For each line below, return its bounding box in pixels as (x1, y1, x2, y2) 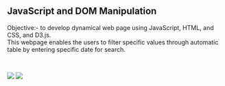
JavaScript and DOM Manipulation (7, 5, 157, 17)
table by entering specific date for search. (7, 45, 126, 53)
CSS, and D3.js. (7, 31, 51, 39)
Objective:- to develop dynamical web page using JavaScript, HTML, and (7, 23, 214, 31)
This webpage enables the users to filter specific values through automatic (7, 38, 219, 46)
